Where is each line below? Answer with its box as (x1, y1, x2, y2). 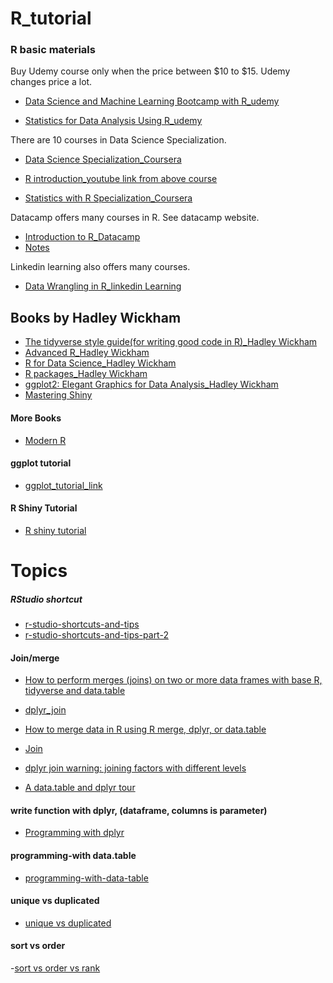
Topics (10, 560, 68, 582)
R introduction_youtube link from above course (24, 173, 218, 185)
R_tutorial (10, 7, 92, 30)
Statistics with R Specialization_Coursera (24, 192, 193, 204)
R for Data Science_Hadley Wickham (24, 357, 177, 369)
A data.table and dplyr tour (24, 782, 136, 794)
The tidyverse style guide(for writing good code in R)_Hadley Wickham (24, 336, 318, 348)
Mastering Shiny (24, 389, 93, 401)
